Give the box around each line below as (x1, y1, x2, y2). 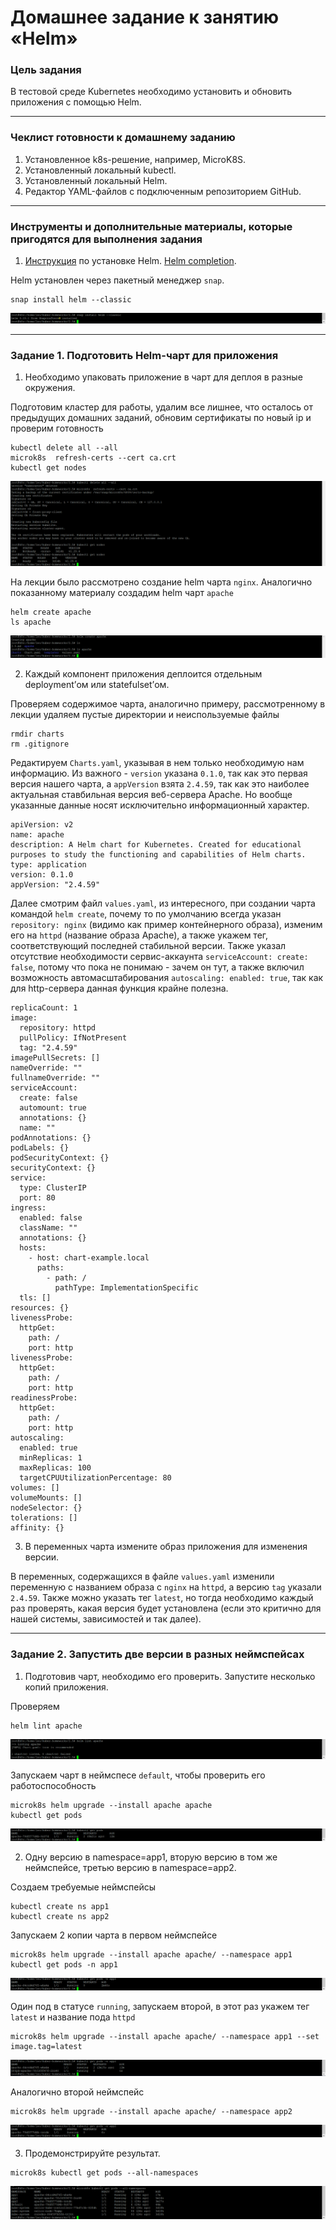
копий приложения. (24, 1681, 109, 1693)
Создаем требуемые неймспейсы (10, 1881, 157, 1893)
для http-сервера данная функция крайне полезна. (10, 982, 229, 995)
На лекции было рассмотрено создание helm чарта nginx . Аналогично (10, 576, 313, 588)
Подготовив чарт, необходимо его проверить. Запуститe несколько (24, 1670, 316, 1682)
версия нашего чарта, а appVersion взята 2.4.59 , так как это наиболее (10, 778, 310, 790)
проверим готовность (10, 422, 104, 435)
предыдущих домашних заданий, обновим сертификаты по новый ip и (10, 412, 312, 424)
